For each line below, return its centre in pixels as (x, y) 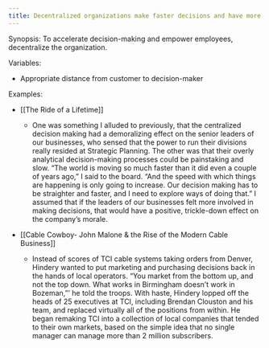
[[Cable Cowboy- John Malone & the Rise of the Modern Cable (124, 235)
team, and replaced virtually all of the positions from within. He (136, 309)
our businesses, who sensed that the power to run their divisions (139, 142)
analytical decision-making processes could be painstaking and (138, 159)
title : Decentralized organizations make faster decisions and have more (135, 16)
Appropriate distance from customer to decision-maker (112, 78)
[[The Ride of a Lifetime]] (62, 109)
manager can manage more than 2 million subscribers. (122, 335)
